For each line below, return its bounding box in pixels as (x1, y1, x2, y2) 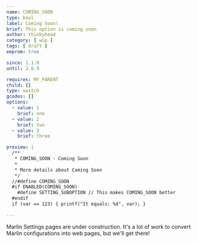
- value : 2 (12, 116, 40, 122)
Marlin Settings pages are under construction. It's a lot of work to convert (6, 223, 191, 230)
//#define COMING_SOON (12, 178, 70, 184)
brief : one (17, 111, 45, 117)
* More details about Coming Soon (14, 167, 102, 173)
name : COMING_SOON (6, 9, 53, 15)
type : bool (6, 15, 34, 21)
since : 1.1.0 (6, 59, 40, 66)
